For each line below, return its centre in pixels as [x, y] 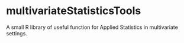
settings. [17, 33]
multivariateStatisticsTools [74, 11]
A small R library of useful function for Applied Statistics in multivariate [92, 27]
